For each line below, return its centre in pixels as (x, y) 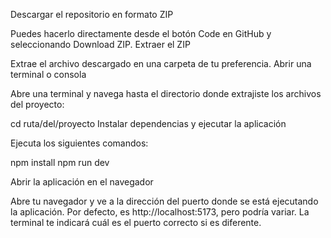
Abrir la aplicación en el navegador (82, 182)
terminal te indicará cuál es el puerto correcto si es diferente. (136, 222)
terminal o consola (48, 74)
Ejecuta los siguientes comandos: (79, 143)
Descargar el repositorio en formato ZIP (92, 14)
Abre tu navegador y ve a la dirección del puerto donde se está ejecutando (164, 201)
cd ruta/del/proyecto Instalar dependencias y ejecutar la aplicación (148, 123)
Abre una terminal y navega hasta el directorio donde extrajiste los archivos (166, 93)
